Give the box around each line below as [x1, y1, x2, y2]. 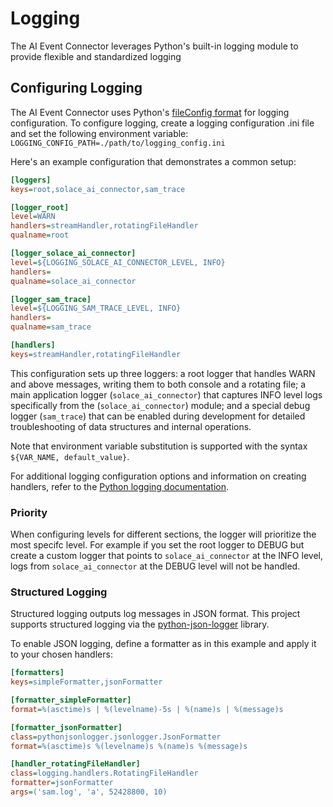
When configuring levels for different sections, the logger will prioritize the [10, 528, 317, 541]
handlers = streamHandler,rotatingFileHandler [10, 221, 199, 231]
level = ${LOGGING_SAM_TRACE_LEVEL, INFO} [10, 303, 182, 314]
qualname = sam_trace [10, 322, 92, 332]
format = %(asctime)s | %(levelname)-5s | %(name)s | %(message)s [10, 704, 284, 714]
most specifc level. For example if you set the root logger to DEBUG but [10, 539, 305, 551]
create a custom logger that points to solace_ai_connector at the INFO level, [10, 550, 323, 562]
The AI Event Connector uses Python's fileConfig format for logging [10, 106, 290, 118]
